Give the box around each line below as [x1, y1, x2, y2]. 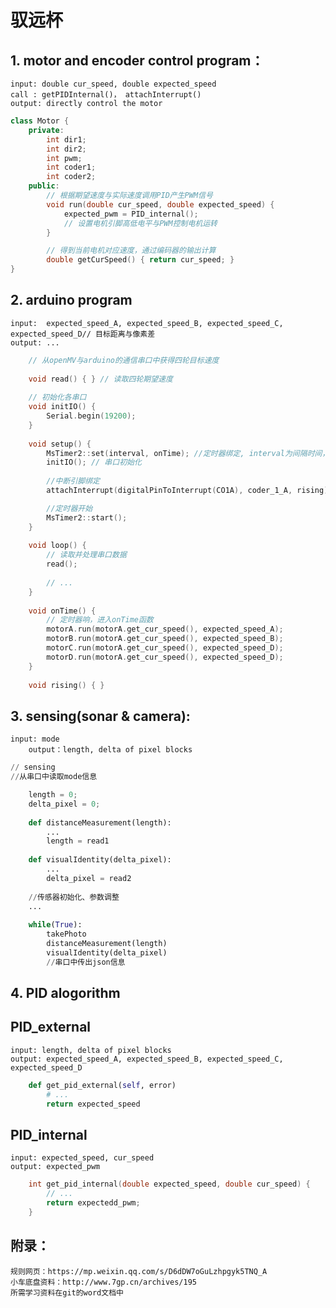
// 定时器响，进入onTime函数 [46, 615, 154, 625]
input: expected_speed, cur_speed [10, 1153, 155, 1163]
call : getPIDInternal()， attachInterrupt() [10, 90, 202, 100]
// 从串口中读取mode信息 [10, 772, 98, 782]
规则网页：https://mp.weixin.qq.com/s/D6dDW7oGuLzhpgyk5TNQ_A [10, 1266, 268, 1276]
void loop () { [28, 541, 87, 551]
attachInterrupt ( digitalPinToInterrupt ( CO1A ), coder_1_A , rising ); [46, 486, 333, 496]
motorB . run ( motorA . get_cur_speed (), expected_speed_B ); [46, 634, 284, 644]
